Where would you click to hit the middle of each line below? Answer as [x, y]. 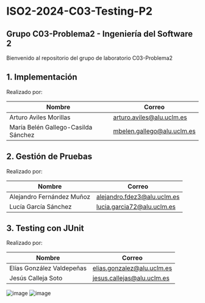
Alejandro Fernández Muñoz [50, 197]
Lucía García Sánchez [41, 206]
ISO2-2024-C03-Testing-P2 [79, 11]
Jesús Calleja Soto [36, 278]
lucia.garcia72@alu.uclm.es [136, 206]
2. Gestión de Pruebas [49, 157]
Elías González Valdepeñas [48, 268]
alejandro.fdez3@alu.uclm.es [138, 197]
